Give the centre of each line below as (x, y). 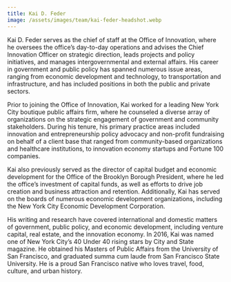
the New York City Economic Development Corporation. (86, 206)
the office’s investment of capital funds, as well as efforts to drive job (105, 184)
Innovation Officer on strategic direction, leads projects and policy (101, 54)
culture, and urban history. (45, 271)
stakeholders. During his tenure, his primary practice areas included (103, 126)
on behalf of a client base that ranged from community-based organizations (115, 141)
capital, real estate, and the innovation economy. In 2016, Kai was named (110, 234)
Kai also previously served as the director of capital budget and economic (112, 169)
